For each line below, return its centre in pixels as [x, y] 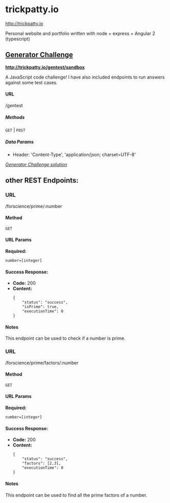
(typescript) [18, 39]
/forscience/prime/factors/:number [42, 363]
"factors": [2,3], [42, 463]
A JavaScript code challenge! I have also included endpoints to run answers [85, 77]
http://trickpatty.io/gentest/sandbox [45, 67]
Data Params [20, 142]
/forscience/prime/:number [34, 206]
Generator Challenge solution [36, 164]
